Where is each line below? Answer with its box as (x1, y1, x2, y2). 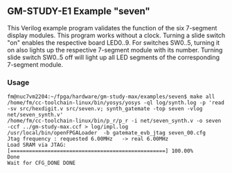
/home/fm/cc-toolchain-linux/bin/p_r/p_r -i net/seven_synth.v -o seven (7, 117, 222, 125)
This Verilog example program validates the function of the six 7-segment (7, 23, 217, 32)
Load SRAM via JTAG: (7, 141, 67, 149)
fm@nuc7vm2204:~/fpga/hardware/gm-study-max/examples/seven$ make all (7, 93, 215, 101)
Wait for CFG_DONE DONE (7, 160, 76, 167)
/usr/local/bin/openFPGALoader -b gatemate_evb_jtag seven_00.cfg (7, 130, 206, 136)
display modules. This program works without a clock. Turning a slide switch (7, 31, 226, 39)
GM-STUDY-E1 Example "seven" (7, 6, 150, 17)
